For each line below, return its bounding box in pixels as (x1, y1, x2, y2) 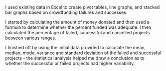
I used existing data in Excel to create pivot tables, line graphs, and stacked (5, 4, 160, 10)
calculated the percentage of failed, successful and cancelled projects (5, 30, 150, 35)
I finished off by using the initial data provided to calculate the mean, (5, 45, 146, 50)
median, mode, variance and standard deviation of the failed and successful (5, 50, 162, 56)
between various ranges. (5, 35, 56, 41)
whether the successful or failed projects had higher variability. (5, 61, 135, 66)
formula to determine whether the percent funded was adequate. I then (5, 24, 152, 30)
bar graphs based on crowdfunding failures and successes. (5, 9, 128, 15)
